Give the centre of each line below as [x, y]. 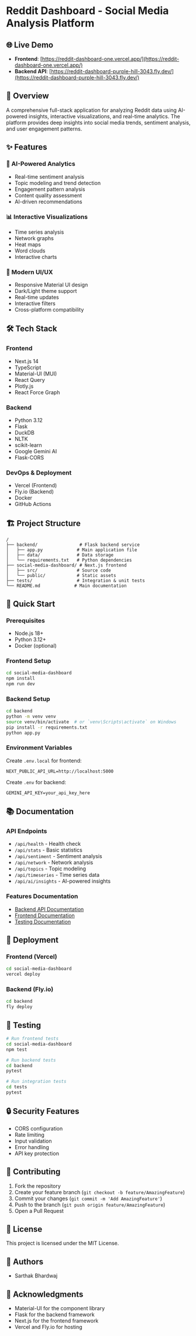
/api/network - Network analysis [54, 863]
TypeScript [28, 367]
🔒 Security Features [43, 1111]
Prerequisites [25, 620]
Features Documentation [42, 896]
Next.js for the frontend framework [56, 1320]
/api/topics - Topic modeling [50, 869]
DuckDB [25, 433]
